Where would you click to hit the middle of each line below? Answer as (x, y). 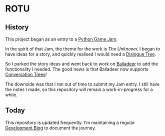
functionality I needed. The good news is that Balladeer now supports (77, 69)
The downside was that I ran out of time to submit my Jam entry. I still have (82, 84)
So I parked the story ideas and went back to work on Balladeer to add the (82, 64)
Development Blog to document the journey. (50, 127)
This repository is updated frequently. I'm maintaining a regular (70, 122)
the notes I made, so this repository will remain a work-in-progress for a (79, 89)
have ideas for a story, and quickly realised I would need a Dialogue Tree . (81, 54)
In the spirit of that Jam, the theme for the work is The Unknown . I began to (83, 49)
